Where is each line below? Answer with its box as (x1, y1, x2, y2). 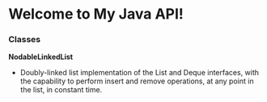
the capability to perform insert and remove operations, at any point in (19, 76, 254, 86)
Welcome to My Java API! (8, 5, 184, 23)
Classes (8, 34, 41, 45)
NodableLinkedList (8, 52, 74, 62)
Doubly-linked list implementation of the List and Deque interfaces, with (19, 68, 260, 78)
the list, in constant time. (19, 85, 103, 95)
